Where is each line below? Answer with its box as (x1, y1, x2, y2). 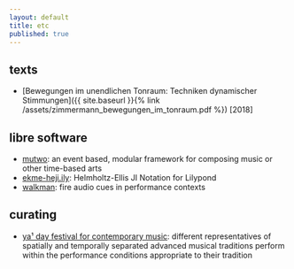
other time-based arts (21, 163, 103, 173)
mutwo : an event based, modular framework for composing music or (21, 154, 273, 164)
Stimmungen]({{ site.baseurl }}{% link (21, 95, 160, 106)
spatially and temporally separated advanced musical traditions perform (21, 240, 285, 250)
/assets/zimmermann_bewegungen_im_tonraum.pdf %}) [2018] (21, 104, 254, 115)
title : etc (9, 21, 50, 30)
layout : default (9, 12, 69, 22)
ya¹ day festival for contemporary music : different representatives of (21, 231, 272, 242)
